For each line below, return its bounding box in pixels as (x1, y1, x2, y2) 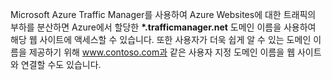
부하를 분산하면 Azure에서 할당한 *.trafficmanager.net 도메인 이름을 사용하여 (10, 21, 317, 33)
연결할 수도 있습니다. (20, 59, 102, 70)
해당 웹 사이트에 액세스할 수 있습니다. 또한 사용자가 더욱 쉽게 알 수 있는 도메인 (10, 34, 312, 45)
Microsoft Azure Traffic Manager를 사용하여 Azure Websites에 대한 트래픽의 (10, 9, 317, 20)
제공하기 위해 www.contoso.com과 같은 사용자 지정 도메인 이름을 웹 (28, 46, 296, 58)
